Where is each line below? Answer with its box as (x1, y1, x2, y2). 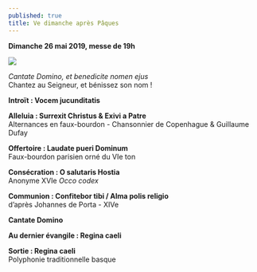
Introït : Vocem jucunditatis (8, 95, 101, 104)
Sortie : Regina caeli (8, 246, 76, 255)
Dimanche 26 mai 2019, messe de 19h (8, 41, 135, 50)
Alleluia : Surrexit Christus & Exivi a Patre (8, 111, 146, 120)
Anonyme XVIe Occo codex (8, 175, 99, 185)
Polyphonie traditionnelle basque (8, 254, 117, 264)
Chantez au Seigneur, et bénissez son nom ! (8, 80, 153, 89)
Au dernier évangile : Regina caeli (8, 231, 122, 240)
